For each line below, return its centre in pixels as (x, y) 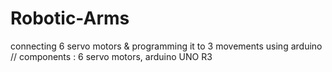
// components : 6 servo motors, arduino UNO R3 (111, 56)
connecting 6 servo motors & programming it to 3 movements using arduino (166, 46)
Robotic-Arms (70, 18)
